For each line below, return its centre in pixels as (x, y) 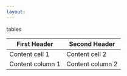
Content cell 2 (87, 54)
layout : (16, 12)
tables (14, 29)
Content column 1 (35, 64)
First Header (35, 44)
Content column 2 (92, 64)
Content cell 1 (29, 54)
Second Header (92, 44)
